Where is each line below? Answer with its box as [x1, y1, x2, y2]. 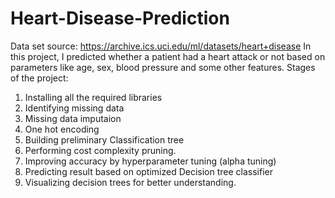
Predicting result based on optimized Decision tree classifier [24, 165, 274, 177]
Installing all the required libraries [24, 91, 163, 103]
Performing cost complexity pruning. [24, 144, 177, 156]
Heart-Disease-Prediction [10, 7, 230, 30]
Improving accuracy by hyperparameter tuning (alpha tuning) [24, 155, 277, 167]
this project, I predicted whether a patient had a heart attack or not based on [10, 50, 326, 62]
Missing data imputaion [24, 112, 122, 124]
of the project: [10, 72, 69, 84]
